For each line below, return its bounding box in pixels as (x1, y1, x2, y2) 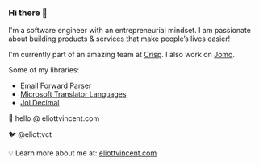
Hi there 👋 (8, 7, 48, 19)
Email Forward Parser (19, 80, 92, 91)
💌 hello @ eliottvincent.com (8, 113, 100, 123)
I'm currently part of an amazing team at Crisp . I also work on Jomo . (8, 50, 236, 60)
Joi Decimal (19, 98, 60, 108)
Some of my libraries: (8, 65, 79, 75)
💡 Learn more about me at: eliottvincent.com (8, 148, 157, 158)
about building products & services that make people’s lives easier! (8, 34, 231, 43)
